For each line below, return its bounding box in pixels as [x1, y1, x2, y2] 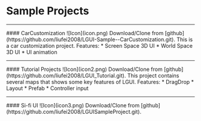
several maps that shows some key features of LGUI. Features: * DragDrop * [6, 78, 194, 85]
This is [176, 36, 193, 43]
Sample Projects [6, 4, 90, 18]
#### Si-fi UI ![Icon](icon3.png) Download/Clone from [6, 101, 140, 108]
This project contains [127, 72, 179, 79]
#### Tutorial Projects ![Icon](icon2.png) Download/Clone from [6, 66, 163, 73]
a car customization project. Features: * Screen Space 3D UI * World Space [6, 42, 193, 49]
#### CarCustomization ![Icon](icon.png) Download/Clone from [6, 29, 164, 36]
